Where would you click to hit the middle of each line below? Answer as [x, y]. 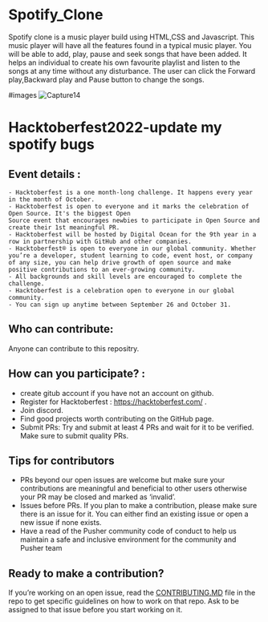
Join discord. [42, 410]
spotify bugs [51, 145]
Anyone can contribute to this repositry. [74, 348]
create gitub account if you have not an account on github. [117, 393]
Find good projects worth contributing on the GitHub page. [117, 418]
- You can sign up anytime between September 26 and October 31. [120, 305]
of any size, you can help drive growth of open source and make [120, 262]
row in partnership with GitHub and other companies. [100, 241]
